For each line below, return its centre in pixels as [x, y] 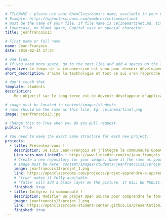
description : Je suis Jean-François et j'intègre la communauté [82, 150]
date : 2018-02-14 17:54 [30, 50]
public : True [19, 128]
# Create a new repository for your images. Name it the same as [83, 159]
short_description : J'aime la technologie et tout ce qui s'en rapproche [83, 73]
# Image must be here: [37, 164]
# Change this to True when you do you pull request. [62, 123]
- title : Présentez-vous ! [37, 146]
